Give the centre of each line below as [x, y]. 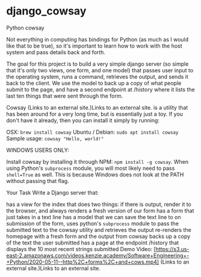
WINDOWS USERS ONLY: [38, 150]
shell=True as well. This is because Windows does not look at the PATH [95, 174]
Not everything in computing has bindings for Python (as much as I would [97, 39]
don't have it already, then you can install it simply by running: [83, 120]
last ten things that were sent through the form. [65, 96]
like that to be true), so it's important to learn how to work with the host [94, 46]
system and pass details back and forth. [56, 52]
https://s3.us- [172, 249]
